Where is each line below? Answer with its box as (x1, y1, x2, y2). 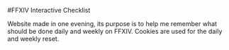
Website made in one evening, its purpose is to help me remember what (7, 20, 218, 27)
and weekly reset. (7, 35, 60, 43)
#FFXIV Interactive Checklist (7, 6, 91, 14)
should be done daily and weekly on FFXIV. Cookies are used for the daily (7, 27, 223, 35)
